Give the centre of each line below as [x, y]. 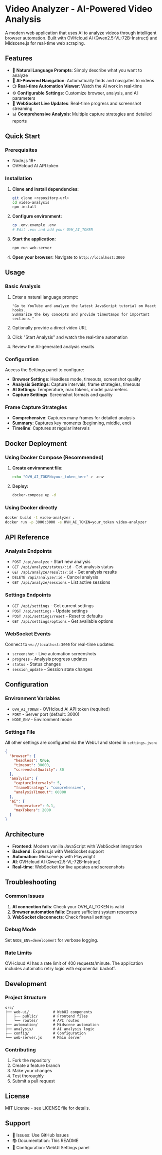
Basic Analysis [23, 287]
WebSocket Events [28, 633]
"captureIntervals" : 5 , [38, 783]
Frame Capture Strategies [36, 407]
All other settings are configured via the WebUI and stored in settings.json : [81, 742]
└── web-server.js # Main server [43, 1037]
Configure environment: [37, 216]
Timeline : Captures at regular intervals [51, 428]
